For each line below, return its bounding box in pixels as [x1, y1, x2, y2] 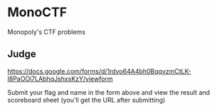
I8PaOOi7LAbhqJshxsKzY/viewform [7, 74, 113, 83]
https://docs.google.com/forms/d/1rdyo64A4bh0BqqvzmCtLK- [7, 66, 191, 75]
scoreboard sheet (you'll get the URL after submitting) [7, 95, 166, 104]
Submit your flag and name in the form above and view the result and [7, 88, 211, 96]
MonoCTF [7, 4, 68, 21]
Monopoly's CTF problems [7, 28, 85, 36]
